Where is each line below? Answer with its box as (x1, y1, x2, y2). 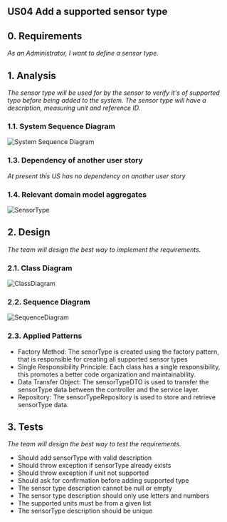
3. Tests (7, 421, 44, 433)
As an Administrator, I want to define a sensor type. (7, 49, 159, 58)
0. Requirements (7, 30, 83, 42)
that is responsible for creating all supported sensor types (17, 354, 188, 363)
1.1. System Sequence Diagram (7, 121, 116, 131)
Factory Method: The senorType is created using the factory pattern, (17, 347, 219, 356)
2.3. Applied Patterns (7, 331, 83, 341)
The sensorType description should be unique (17, 506, 153, 516)
